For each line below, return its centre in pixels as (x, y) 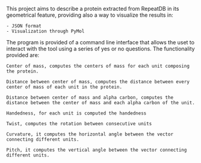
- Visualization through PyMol (45, 31)
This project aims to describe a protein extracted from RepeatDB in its (93, 9)
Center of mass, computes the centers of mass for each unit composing (98, 66)
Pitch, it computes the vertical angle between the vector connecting (97, 150)
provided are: (23, 55)
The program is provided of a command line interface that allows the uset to (100, 42)
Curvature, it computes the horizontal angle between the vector (90, 134)
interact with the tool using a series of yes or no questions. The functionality (100, 49)
